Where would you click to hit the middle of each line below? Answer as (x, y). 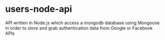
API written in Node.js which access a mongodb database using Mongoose (82, 23)
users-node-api (39, 9)
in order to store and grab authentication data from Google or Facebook (79, 28)
